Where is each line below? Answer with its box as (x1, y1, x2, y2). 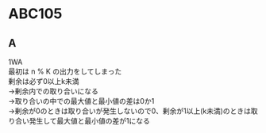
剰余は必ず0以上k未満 (8, 77, 79, 85)
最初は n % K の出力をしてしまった (8, 66, 122, 76)
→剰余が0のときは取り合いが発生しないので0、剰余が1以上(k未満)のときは (8, 106, 252, 116)
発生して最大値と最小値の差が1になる (29, 116, 151, 125)
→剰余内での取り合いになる (8, 86, 99, 96)
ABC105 (8, 5, 63, 23)
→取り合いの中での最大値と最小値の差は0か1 (8, 97, 155, 105)
